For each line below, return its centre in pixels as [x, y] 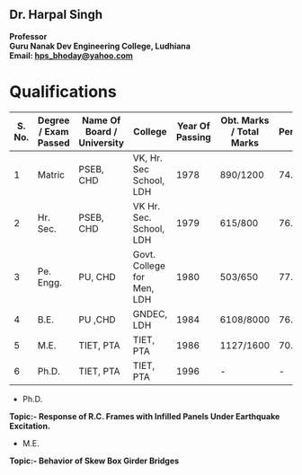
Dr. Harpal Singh [56, 15]
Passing [193, 136]
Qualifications [63, 92]
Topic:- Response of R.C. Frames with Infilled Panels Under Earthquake [145, 416]
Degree [53, 120]
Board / [101, 131]
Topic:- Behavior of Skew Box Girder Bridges [94, 461]
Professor [28, 36]
